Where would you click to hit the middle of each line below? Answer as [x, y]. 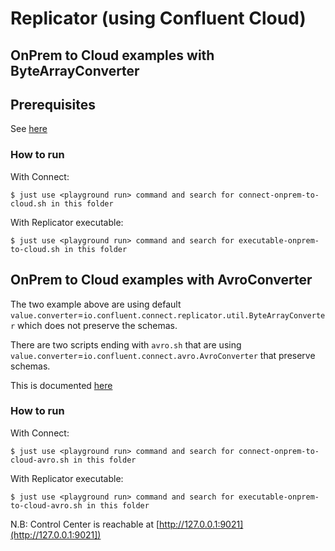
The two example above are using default [96, 304]
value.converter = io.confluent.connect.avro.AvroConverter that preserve [163, 355]
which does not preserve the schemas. [97, 325]
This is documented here [61, 385]
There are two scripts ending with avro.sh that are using [126, 344]
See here [29, 129]
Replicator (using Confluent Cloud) [158, 18]
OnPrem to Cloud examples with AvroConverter [161, 280]
